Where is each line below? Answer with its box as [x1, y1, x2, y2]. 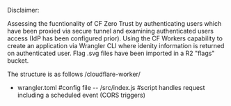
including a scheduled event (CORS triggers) [17, 91, 146, 99]
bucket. [7, 56, 29, 65]
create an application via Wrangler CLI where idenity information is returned [7, 42, 225, 50]
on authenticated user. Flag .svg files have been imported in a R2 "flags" [7, 49, 215, 57]
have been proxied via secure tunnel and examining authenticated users [7, 27, 214, 35]
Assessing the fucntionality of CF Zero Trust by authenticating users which [7, 20, 222, 27]
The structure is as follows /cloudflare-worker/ [7, 70, 141, 78]
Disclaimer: [7, 6, 40, 14]
